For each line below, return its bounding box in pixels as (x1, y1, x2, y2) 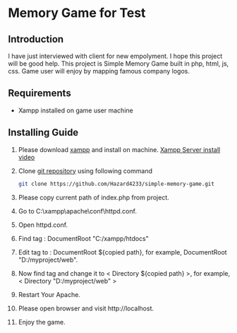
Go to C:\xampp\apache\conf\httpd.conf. (18, 206, 137, 215)
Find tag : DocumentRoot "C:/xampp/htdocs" (18, 234, 149, 243)
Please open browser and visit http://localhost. (18, 304, 154, 312)
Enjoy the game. (18, 317, 66, 326)
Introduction (8, 33, 64, 45)
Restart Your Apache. (18, 290, 80, 298)
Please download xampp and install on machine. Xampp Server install (18, 145, 221, 153)
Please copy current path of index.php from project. (18, 193, 170, 201)
